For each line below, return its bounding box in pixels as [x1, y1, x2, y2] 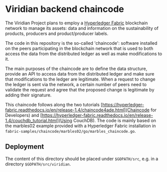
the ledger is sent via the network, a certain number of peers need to [5, 81, 147, 87]
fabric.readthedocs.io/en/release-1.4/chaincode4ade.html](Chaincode [5, 107, 150, 113]
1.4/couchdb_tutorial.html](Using [5, 117, 72, 123]
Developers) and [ [5, 112, 42, 118]
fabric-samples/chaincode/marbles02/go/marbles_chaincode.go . [5, 128, 136, 134]
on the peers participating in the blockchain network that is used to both [5, 45, 154, 51]
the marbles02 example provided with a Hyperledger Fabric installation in [5, 123, 156, 129]
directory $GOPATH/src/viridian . [5, 161, 71, 167]
